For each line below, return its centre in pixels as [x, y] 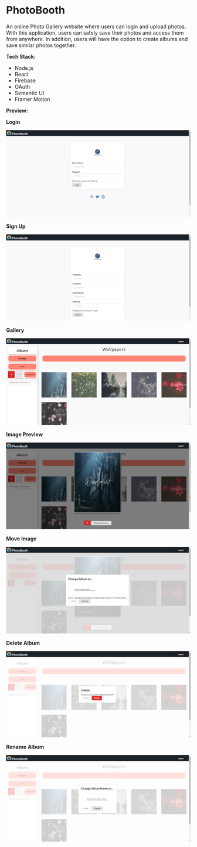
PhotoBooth [36, 10]
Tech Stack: [21, 56]
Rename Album [25, 747]
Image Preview [25, 434]
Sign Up [16, 226]
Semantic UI [29, 93]
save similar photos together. [41, 45]
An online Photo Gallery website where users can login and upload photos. [96, 26]
